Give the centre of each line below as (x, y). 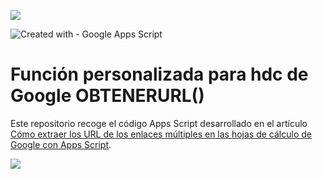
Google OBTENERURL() (107, 96)
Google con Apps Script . (61, 144)
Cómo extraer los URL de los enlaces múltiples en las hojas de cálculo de (161, 134)
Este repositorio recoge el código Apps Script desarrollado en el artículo (159, 123)
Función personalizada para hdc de (159, 74)
